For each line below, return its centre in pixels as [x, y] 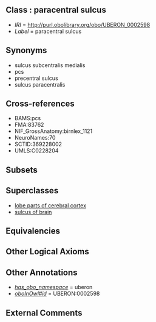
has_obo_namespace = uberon [53, 287]
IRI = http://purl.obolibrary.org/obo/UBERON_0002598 [82, 24]
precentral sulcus [36, 78]
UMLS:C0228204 [36, 151]
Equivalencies [33, 231]
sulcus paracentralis [40, 84]
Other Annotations [42, 272]
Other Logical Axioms [47, 252]
